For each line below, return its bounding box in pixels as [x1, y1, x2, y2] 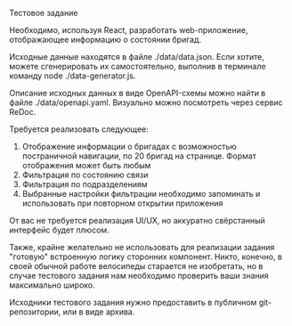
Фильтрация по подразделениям [21, 179, 148, 190]
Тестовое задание [9, 8, 78, 18]
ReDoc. [9, 107, 36, 117]
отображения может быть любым [21, 160, 151, 170]
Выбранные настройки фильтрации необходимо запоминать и [21, 189, 261, 199]
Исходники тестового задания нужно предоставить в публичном [9, 297, 257, 307]
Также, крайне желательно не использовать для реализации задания [9, 242, 275, 252]
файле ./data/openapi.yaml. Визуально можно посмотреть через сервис [9, 97, 283, 108]
